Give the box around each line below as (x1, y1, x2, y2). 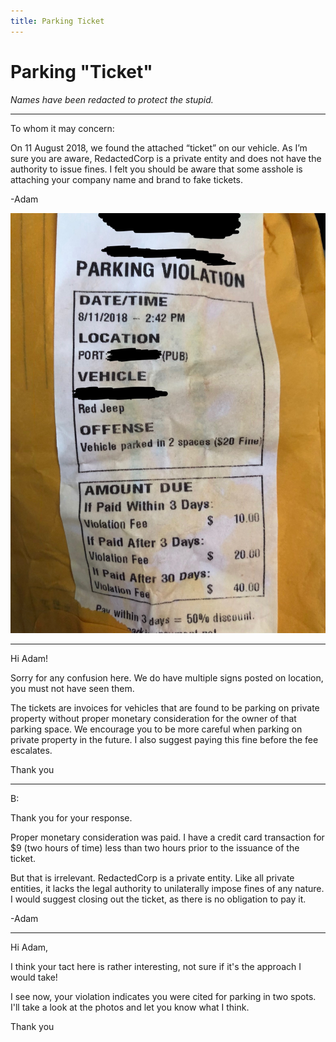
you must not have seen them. (10, 683, 135, 695)
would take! (10, 971, 58, 984)
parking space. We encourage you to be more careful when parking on (10, 723, 303, 735)
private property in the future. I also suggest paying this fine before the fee (10, 734, 319, 746)
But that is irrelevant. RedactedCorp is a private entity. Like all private (10, 872, 295, 884)
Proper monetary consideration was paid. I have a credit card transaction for (10, 831, 325, 844)
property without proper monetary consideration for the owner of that (10, 713, 297, 725)
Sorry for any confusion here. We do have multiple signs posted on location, (10, 672, 324, 684)
